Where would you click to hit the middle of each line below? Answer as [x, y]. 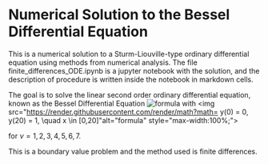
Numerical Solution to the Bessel [119, 15]
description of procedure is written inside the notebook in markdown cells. [131, 79]
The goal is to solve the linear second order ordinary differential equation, [130, 94]
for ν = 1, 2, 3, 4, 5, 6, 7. [45, 136]
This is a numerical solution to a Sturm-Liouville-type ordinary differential [129, 54]
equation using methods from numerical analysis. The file [103, 62]
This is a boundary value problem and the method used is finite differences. [133, 151]
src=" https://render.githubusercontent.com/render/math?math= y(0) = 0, [128, 112]
